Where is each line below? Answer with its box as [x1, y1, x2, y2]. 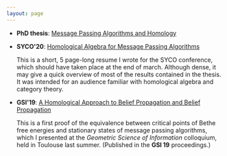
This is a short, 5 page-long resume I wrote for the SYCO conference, [16, 56, 213, 64]
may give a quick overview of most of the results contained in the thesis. [16, 70, 222, 78]
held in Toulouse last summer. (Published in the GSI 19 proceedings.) [16, 140, 211, 148]
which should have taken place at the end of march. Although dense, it [16, 63, 217, 71]
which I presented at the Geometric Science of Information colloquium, [16, 133, 217, 142]
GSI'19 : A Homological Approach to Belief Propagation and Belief [16, 98, 201, 107]
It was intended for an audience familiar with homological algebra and [16, 77, 214, 86]
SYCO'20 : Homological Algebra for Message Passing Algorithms [16, 42, 200, 50]
